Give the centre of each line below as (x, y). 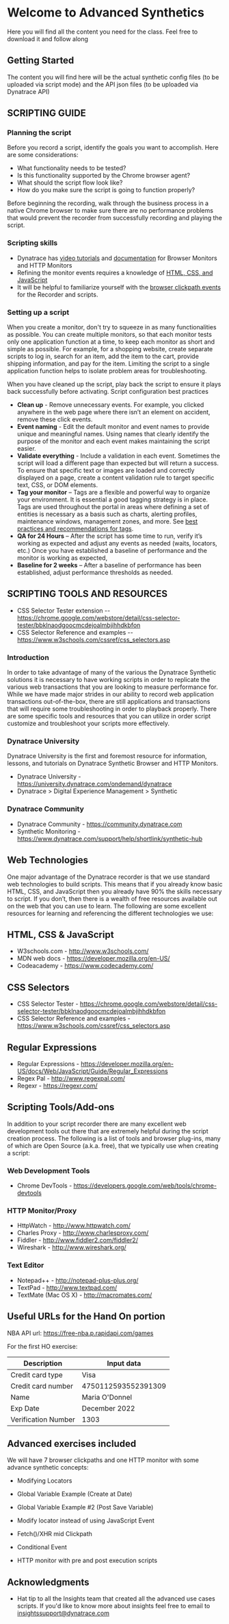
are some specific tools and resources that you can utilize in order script (109, 716)
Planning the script (39, 133)
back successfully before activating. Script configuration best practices (108, 392)
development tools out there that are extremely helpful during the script (108, 1131)
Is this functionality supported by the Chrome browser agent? (103, 176)
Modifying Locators (44, 1481)
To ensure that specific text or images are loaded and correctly (106, 471)
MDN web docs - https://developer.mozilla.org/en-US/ (93, 958)
